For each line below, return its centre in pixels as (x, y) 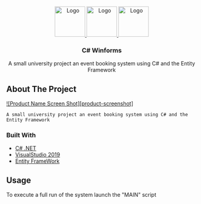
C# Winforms (102, 50)
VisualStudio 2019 (38, 155)
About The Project (41, 89)
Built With (21, 135)
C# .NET (25, 148)
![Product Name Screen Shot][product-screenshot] (70, 104)
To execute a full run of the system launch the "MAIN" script (81, 195)
